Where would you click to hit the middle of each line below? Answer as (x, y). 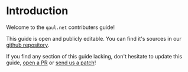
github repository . (28, 45)
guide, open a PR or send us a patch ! (51, 63)
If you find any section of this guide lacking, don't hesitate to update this (94, 56)
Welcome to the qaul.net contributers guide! (61, 27)
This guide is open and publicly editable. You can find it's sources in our (94, 38)
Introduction (37, 11)
